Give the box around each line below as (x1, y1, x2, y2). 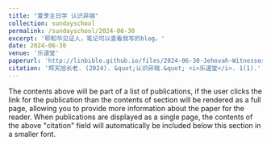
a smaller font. (8, 129, 56, 139)
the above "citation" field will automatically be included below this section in (8, 120, 261, 130)
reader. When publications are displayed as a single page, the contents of (8, 112, 253, 122)
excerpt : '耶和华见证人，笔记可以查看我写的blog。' (8, 34, 165, 43)
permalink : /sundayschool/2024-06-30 (8, 27, 135, 35)
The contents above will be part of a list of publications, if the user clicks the (8, 86, 262, 96)
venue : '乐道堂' (8, 49, 60, 57)
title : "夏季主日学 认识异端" (8, 11, 99, 20)
